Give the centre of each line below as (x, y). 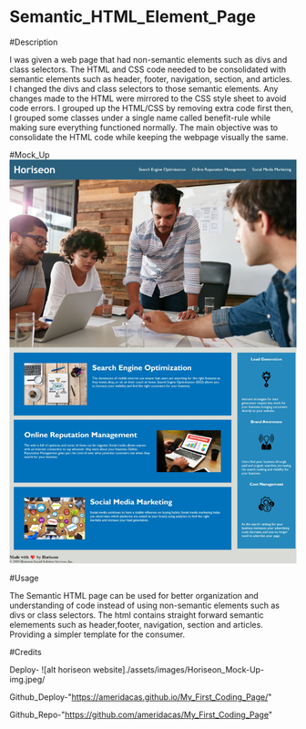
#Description (34, 42)
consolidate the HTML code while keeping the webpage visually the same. (149, 137)
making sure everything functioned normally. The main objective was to (144, 127)
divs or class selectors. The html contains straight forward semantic (137, 615)
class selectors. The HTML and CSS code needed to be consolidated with (148, 69)
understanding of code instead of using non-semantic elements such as (145, 605)
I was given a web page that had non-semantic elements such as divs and (148, 59)
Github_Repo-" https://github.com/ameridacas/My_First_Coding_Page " (141, 714)
